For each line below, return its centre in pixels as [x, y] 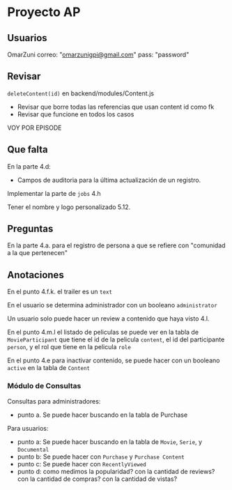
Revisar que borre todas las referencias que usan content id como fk [116, 107]
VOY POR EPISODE [34, 128]
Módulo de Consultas [44, 386]
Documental [33, 450]
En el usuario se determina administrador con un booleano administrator [112, 305]
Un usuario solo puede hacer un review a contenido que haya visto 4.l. [108, 319]
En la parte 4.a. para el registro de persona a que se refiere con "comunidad [116, 245]
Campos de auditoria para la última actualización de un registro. [109, 180]
